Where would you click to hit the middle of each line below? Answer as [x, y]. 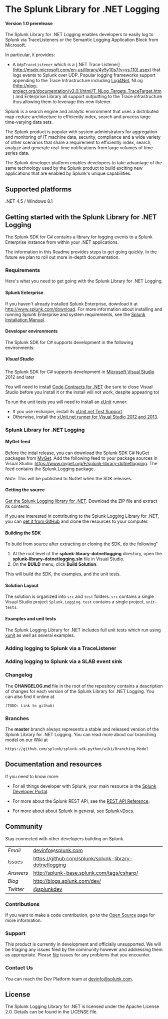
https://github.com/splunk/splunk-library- [83, 858]
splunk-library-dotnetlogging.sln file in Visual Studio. [68, 559]
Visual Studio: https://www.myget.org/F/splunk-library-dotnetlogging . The [81, 463]
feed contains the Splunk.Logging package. [50, 469]
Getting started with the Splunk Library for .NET [81, 217]
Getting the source [25, 490]
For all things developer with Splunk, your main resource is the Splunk [84, 786]
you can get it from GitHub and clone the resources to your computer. [77, 521]
